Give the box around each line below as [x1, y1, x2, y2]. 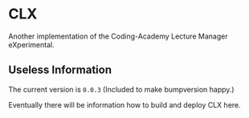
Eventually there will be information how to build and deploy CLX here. [8, 100, 241, 109]
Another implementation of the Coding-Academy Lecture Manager [8, 31, 228, 41]
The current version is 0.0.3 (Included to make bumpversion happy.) [8, 84, 235, 94]
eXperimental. [8, 39, 55, 49]
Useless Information [8, 63, 112, 77]
